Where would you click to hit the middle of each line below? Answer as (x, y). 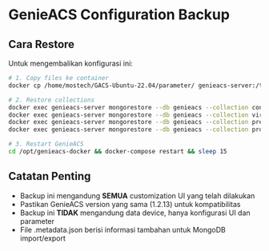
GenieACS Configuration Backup (119, 15)
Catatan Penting (50, 176)
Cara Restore (41, 44)
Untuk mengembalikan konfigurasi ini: (71, 63)
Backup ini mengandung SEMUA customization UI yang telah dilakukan (137, 195)
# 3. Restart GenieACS (46, 144)
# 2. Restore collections (51, 100)
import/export (43, 238)
